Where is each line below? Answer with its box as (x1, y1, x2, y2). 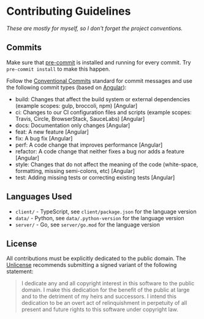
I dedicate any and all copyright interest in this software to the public (21, 280, 195, 287)
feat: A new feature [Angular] (15, 128, 89, 136)
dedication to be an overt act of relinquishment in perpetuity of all (21, 299, 187, 307)
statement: (6, 268, 34, 275)
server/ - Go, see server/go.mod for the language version (15, 221, 161, 228)
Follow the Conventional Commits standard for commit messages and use (6, 77, 193, 84)
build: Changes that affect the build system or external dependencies (15, 95, 191, 102)
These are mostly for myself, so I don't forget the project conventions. (6, 25, 183, 32)
